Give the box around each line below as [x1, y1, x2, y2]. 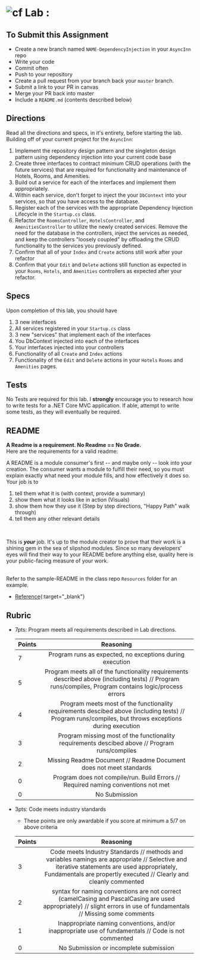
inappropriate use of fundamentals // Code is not [48, 927, 185, 935]
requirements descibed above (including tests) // [48, 707, 185, 715]
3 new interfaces [14, 318, 57, 325]
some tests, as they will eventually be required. [6, 408, 121, 415]
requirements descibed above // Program [59, 739, 174, 747]
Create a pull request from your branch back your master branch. [14, 77, 174, 84]
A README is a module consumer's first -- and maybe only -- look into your [6, 459, 192, 467]
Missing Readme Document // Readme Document [47, 756, 186, 765]
